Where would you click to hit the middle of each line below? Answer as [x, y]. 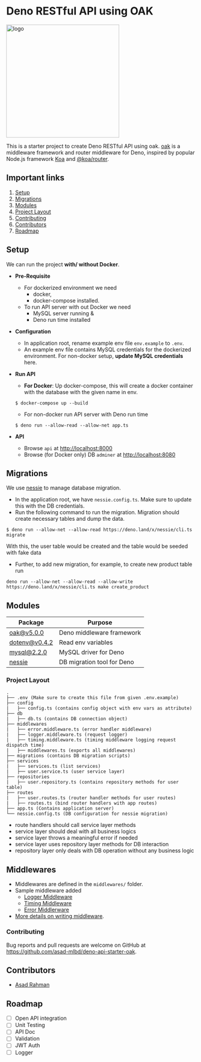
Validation [27, 1038]
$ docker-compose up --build [51, 403]
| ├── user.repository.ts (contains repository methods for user [93, 782]
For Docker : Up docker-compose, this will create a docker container [109, 385]
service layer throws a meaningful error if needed [76, 838]
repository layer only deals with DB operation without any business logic [104, 850]
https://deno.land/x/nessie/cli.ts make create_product [78, 587]
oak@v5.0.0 [26, 633]
